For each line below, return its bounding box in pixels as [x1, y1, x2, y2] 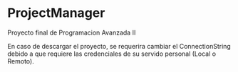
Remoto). [7, 56, 34, 65]
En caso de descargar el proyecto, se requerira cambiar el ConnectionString [7, 42, 232, 50]
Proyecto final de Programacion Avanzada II [7, 28, 136, 37]
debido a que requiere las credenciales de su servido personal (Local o [7, 49, 216, 58]
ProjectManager [7, 5, 105, 21]
